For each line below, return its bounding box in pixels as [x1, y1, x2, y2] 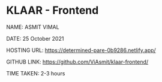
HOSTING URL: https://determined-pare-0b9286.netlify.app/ [6, 46, 156, 54]
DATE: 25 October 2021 [6, 35, 64, 42]
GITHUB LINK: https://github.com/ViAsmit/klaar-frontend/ [6, 58, 149, 65]
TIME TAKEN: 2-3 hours [6, 69, 65, 77]
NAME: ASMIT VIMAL [6, 23, 59, 31]
